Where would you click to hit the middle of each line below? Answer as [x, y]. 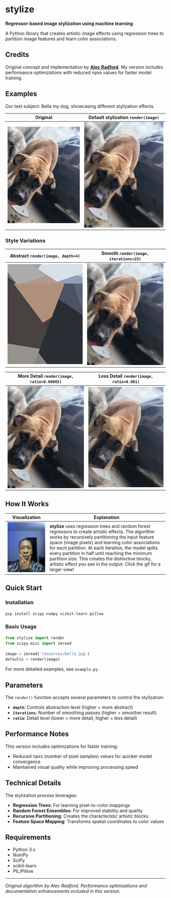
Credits [17, 55]
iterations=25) [125, 259]
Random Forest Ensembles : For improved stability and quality [78, 810]
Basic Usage [21, 627]
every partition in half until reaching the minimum [101, 553]
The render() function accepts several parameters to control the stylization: [85, 697]
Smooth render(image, [125, 253]
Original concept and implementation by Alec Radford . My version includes [84, 67]
